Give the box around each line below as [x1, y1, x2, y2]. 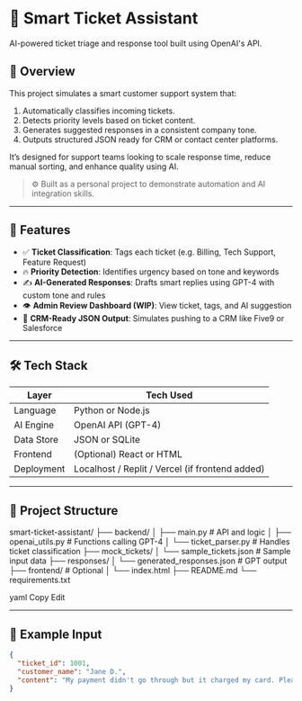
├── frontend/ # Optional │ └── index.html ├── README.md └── [9, 565, 258, 576]
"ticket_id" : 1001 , [17, 659, 91, 668]
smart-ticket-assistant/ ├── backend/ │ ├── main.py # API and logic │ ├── [9, 526, 292, 538]
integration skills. [31, 188, 95, 199]
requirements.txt [9, 575, 71, 586]
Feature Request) [22, 256, 87, 267]
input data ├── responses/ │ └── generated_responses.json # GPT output [9, 555, 288, 566]
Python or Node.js [73, 404, 150, 417]
